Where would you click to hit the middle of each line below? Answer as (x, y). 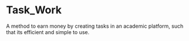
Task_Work (34, 10)
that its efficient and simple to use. (48, 32)
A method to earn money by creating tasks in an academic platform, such (95, 26)
